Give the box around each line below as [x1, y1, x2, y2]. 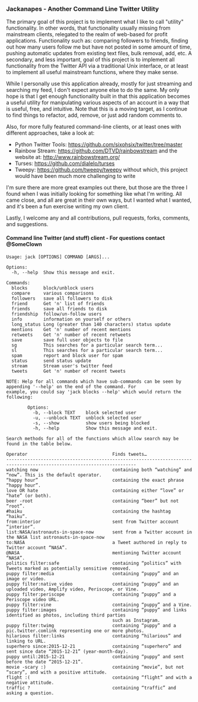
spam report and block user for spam [11, 352, 123, 358]
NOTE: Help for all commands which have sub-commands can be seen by [6, 379, 182, 385]
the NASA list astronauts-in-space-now [6, 534, 105, 540]
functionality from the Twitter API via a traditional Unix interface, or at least [6, 62, 189, 69]
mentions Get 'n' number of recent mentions [11, 326, 132, 332]
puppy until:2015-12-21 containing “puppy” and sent [6, 653, 184, 660]
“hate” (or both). [6, 493, 52, 498]
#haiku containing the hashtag [6, 508, 171, 514]
